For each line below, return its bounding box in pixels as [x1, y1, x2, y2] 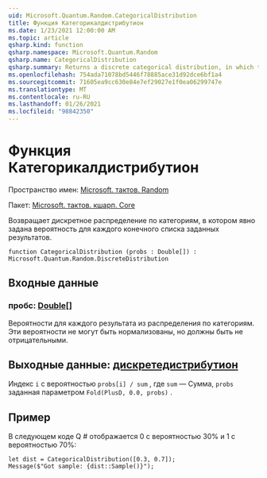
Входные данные [8, 276, 99, 290]
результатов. [8, 232, 52, 242]
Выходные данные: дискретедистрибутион [8, 358, 238, 372]
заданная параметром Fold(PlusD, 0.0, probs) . [8, 387, 172, 397]
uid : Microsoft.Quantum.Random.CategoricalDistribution [8, 11, 197, 20]
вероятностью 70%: [8, 440, 77, 449]
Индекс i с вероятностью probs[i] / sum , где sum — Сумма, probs [8, 379, 234, 389]
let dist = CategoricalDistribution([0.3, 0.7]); [8, 456, 176, 464]
